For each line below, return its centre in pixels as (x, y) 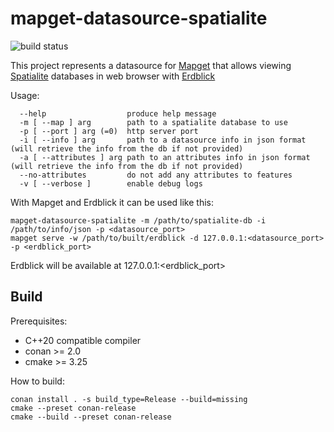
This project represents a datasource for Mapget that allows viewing (151, 65)
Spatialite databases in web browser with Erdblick (113, 76)
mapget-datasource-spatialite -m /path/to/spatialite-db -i (138, 220)
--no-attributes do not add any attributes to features (156, 175)
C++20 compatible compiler (83, 340)
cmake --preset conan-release (73, 408)
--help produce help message (118, 113)
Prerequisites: (39, 321)
